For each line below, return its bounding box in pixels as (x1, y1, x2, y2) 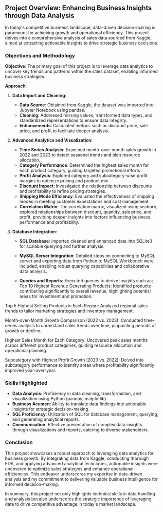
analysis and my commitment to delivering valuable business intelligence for (5, 476, 158, 482)
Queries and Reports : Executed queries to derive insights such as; (19, 278, 153, 284)
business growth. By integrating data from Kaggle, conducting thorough (5, 455, 149, 461)
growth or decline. (5, 328, 42, 334)
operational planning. (5, 348, 48, 354)
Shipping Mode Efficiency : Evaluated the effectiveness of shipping (19, 194, 155, 199)
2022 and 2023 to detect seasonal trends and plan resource (19, 152, 140, 158)
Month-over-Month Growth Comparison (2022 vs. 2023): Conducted (5, 317, 144, 323)
